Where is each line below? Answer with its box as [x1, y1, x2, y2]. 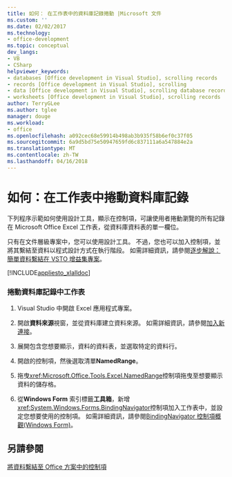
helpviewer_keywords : [7, 68, 70, 75]
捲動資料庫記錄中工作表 [7, 287, 85, 297]
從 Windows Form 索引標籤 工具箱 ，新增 [17, 395, 130, 403]
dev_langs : [7, 49, 39, 56]
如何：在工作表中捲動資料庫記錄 [7, 189, 189, 205]
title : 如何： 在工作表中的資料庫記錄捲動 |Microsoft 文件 [7, 10, 162, 17]
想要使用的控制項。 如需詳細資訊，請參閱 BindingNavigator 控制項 [29, 412, 215, 420]
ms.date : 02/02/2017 [7, 23, 67, 30]
